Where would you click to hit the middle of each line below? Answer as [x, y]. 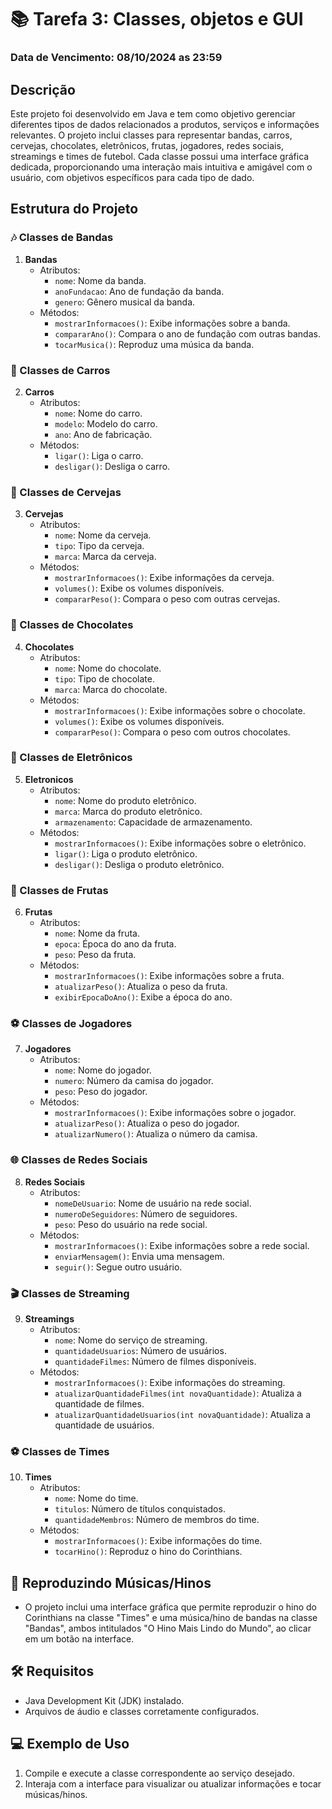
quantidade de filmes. [99, 1403]
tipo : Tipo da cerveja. [99, 546]
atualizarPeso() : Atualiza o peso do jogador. [147, 1123]
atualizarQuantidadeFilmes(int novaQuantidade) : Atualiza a [178, 1393]
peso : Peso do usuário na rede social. [131, 1224]
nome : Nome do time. [96, 1498]
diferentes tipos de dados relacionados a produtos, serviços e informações [165, 124]
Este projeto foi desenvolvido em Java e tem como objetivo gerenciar [153, 113]
